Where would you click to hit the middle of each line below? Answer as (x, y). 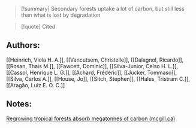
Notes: (19, 104)
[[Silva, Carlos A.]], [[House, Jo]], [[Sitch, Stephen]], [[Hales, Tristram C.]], (98, 79)
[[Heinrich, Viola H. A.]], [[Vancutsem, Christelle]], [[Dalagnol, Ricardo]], (95, 60)
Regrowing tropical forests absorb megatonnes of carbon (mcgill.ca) (91, 118)
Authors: (23, 45)
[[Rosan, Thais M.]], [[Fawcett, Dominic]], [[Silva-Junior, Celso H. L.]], (92, 66)
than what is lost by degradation (61, 15)
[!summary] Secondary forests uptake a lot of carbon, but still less (102, 9)
